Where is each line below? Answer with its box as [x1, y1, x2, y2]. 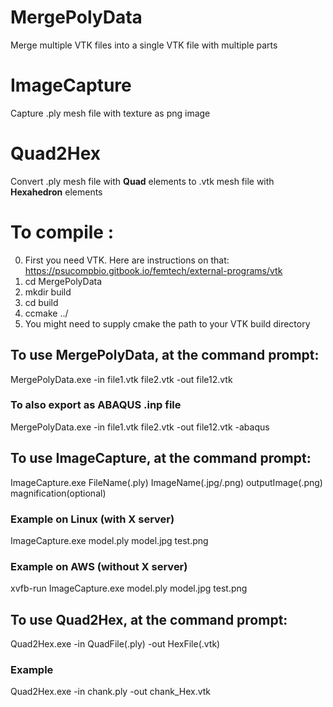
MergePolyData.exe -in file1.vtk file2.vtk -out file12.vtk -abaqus [10, 421, 270, 433]
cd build [24, 296, 59, 308]
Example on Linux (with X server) [10, 512, 175, 526]
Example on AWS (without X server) [10, 559, 188, 573]
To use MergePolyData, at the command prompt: [10, 347, 320, 364]
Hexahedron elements [10, 186, 103, 198]
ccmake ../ [24, 307, 69, 319]
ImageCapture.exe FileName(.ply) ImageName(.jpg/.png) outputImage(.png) [10, 476, 323, 488]
